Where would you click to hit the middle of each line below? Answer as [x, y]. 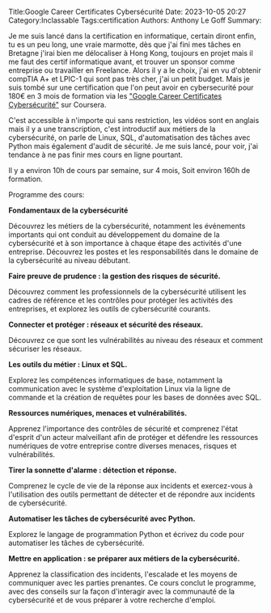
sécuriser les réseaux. [45, 349]
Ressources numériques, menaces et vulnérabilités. [98, 413]
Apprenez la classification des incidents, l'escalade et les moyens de [123, 574]
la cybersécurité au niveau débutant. [70, 260]
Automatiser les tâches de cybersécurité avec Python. [102, 518]
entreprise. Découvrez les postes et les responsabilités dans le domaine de [133, 252]
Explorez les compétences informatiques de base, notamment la [116, 380]
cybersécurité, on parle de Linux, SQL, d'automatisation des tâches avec [129, 137]
